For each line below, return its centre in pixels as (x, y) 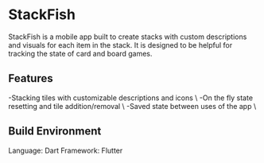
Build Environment (55, 132)
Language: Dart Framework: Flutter (66, 150)
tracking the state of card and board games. (80, 53)
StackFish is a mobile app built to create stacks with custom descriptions (128, 37)
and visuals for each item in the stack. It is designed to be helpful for (120, 45)
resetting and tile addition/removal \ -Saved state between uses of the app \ (132, 106)
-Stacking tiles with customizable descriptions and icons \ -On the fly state (130, 98)
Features (31, 78)
